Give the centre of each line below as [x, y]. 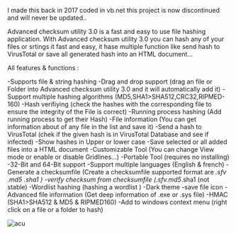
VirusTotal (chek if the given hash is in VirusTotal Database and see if [108, 134]
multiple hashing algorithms [73, 96]
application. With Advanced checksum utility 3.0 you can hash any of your [116, 39]
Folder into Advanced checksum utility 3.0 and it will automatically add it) [114, 89]
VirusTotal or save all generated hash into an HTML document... [100, 54]
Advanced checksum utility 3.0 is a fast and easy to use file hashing [107, 32]
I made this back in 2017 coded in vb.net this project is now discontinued [113, 10]
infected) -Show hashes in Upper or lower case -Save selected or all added [117, 142]
